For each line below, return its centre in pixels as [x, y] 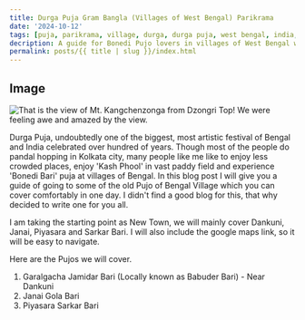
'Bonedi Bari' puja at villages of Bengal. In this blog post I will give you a [143, 175]
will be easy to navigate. [54, 241]
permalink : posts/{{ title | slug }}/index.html [103, 52]
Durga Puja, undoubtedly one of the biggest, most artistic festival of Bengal [150, 137]
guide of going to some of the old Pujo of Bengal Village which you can [142, 185]
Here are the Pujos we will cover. [71, 258]
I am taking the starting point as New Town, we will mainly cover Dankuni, [147, 222]
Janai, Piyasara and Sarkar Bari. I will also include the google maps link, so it [152, 231]
